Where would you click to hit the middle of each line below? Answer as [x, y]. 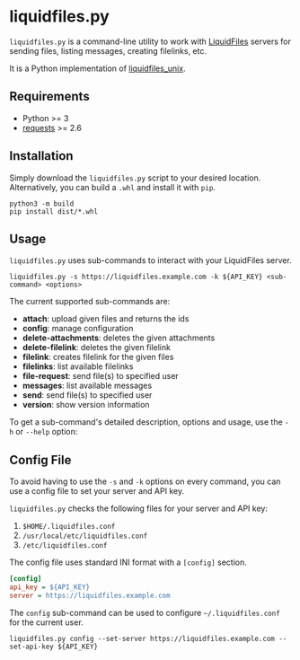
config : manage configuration [78, 329]
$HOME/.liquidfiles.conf [69, 527]
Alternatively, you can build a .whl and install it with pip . [112, 187]
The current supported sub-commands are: [90, 302]
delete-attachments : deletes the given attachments [119, 338]
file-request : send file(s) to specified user [101, 376]
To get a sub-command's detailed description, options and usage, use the [146, 422]
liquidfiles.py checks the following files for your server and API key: [138, 508]
